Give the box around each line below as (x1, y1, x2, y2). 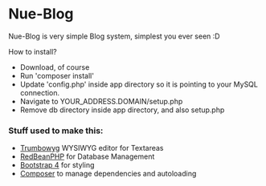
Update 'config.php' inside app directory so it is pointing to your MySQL (19, 79, 259, 89)
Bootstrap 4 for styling (19, 160, 95, 170)
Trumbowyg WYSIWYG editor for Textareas (19, 144, 164, 153)
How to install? (8, 46, 58, 56)
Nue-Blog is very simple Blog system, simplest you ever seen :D (8, 31, 220, 41)
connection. (19, 87, 60, 97)
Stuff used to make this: (8, 125, 104, 136)
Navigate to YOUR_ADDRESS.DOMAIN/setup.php (19, 96, 183, 106)
